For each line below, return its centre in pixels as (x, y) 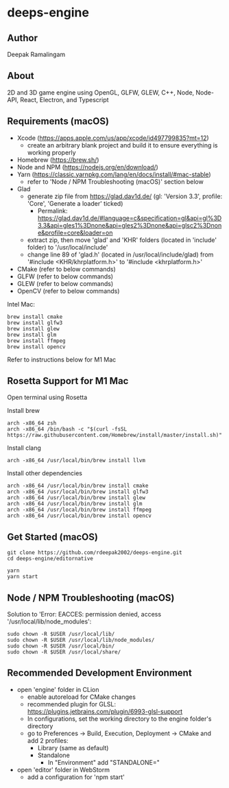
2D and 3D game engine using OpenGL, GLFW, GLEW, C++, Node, (101, 92)
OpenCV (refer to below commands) (68, 291)
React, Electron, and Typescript (64, 99)
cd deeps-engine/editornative (50, 559)
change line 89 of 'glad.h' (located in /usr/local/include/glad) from (120, 254)
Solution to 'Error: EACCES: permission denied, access (84, 614)
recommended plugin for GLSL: (72, 704)
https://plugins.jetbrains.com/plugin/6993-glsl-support (105, 711)
